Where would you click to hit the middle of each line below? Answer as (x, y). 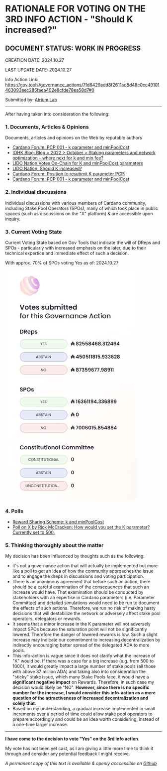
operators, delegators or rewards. (47, 619)
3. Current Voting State (34, 232)
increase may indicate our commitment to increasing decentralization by (86, 640)
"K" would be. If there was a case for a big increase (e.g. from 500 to (83, 661)
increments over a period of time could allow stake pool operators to (82, 714)
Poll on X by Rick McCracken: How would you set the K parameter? (81, 527)
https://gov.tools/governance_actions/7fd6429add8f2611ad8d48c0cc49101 (83, 85)
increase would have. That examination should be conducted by (78, 592)
